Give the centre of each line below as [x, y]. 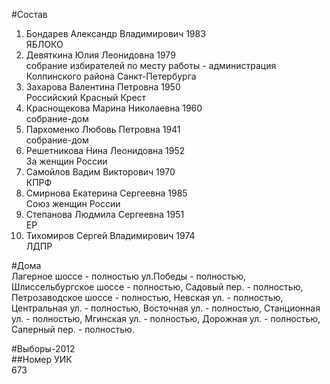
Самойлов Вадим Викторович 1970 [100, 172]
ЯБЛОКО [44, 44]
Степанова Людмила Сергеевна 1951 [105, 214]
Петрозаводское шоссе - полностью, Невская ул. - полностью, [147, 297]
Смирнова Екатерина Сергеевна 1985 [106, 193]
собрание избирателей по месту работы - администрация [151, 65]
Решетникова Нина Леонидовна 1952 [105, 150]
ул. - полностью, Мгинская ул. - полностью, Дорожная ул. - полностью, [166, 318]
